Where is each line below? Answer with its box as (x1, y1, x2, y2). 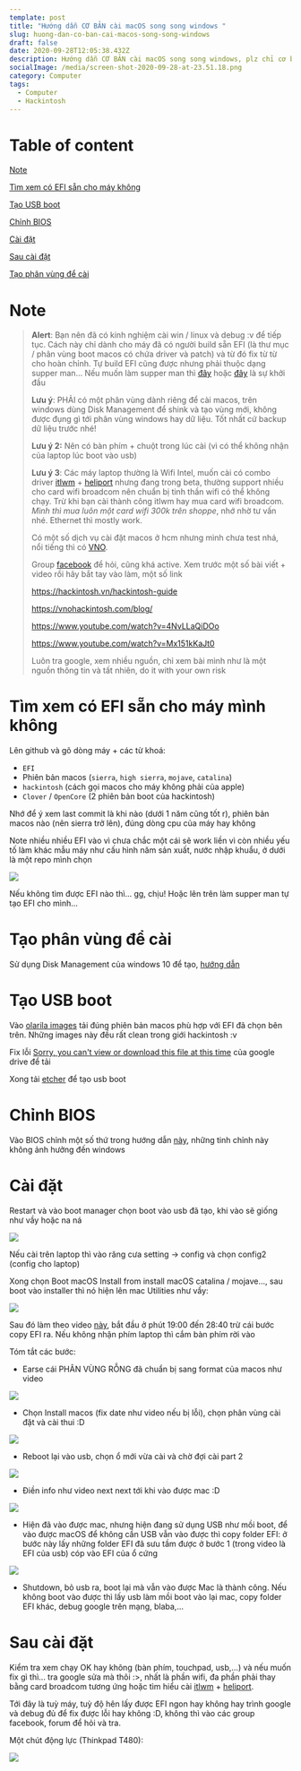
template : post (9, 13, 66, 22)
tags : (9, 80, 30, 89)
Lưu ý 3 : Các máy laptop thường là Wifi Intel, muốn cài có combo (30, 468, 271, 478)
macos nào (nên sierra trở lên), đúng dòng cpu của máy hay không (9, 818, 256, 829)
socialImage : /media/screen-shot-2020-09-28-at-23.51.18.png (9, 64, 243, 73)
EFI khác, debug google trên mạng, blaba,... (21, 1601, 184, 1612)
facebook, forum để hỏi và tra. (9, 1717, 121, 1728)
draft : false (9, 38, 58, 47)
